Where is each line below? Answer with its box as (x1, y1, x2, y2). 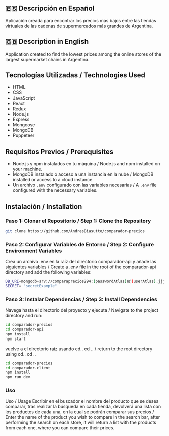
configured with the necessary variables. (12, 187, 98, 193)
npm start (5, 336, 26, 342)
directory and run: (5, 313, 43, 319)
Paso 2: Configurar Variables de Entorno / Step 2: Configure (5, 240, 154, 248)
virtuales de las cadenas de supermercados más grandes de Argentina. (5, 23, 153, 29)
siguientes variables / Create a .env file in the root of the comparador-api (5, 264, 156, 270)
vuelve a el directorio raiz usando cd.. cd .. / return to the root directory (5, 346, 153, 352)
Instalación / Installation (5, 202, 82, 211)
